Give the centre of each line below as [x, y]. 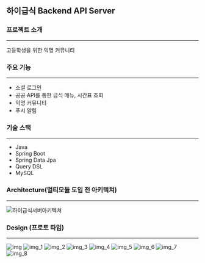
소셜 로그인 [28, 87]
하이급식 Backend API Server [61, 11]
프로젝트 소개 [24, 30]
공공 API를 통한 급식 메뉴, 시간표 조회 [59, 95]
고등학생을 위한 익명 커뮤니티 [41, 50]
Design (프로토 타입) [35, 228]
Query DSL [29, 167]
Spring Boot [30, 154]
